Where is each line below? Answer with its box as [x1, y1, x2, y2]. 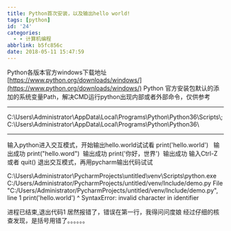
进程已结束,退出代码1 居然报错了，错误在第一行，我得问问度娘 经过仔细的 [7, 208, 214, 216]
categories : [7, 29, 41, 36]
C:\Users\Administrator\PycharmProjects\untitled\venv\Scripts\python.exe [7, 171, 217, 179]
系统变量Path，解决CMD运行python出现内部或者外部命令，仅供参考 [19, 92, 211, 100]
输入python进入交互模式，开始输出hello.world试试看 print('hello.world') [7, 140, 209, 148]
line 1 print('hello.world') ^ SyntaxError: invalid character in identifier [7, 193, 199, 201]
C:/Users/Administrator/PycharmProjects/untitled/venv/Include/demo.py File [7, 179, 223, 187]
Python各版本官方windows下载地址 [7, 68, 107, 76]
